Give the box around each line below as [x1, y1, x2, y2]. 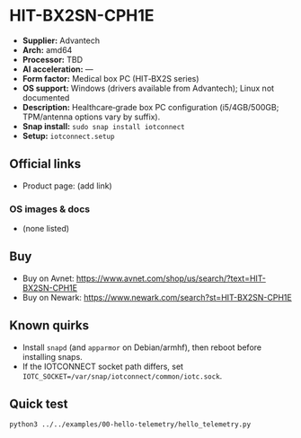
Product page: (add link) [22, 180, 112, 191]
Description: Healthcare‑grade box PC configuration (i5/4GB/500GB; [22, 101, 279, 112]
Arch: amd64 [22, 44, 73, 55]
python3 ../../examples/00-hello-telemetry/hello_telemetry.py [9, 420, 252, 429]
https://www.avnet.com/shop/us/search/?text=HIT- [75, 273, 267, 284]
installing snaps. [22, 351, 83, 362]
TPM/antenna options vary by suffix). [22, 111, 161, 122]
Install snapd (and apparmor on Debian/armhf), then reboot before [22, 342, 262, 353]
